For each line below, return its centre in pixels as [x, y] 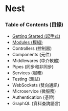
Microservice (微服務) [34, 91]
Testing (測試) [26, 79]
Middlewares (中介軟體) [36, 61]
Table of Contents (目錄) [34, 25]
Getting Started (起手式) [36, 36]
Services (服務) [27, 73]
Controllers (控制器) [32, 48]
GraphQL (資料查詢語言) [36, 104]
